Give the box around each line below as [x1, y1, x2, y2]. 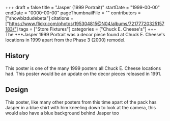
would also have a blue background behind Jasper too [5, 110, 120, 116]
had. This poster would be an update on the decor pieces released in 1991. [5, 70, 161, 77]
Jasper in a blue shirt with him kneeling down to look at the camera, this [5, 104, 156, 110]
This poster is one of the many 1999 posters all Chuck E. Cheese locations [5, 65, 161, 71]
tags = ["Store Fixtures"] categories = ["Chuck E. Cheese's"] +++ [19, 26, 157, 32]
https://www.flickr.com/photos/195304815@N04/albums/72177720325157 [9, 20, 164, 27]
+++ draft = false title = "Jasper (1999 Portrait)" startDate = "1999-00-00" [5, 5, 160, 10]
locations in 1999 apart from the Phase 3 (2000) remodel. [5, 37, 126, 43]
